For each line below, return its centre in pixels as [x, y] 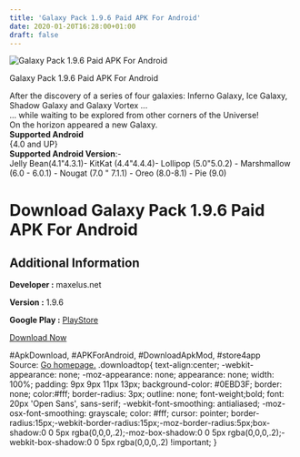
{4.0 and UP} [34, 144]
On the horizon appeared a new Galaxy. [84, 125]
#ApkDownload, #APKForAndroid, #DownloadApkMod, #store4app [135, 355]
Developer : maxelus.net [55, 285]
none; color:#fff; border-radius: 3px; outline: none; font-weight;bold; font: [147, 394]
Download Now [38, 338]
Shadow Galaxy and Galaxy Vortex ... [79, 106]
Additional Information [75, 263]
